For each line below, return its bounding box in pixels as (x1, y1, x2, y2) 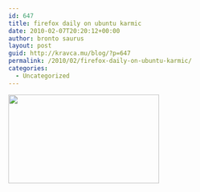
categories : (8, 65, 48, 73)
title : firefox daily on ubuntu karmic (8, 19, 142, 27)
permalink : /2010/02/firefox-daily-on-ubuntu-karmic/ (8, 57, 193, 65)
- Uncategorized (15, 72, 70, 80)
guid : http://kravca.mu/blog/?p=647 (8, 49, 131, 57)
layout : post (8, 42, 52, 50)
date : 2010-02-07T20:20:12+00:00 (8, 27, 120, 35)
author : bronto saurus (8, 34, 84, 43)
